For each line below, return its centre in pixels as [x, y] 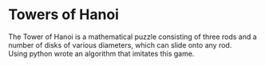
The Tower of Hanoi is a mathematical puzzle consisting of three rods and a [132, 37]
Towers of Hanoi [64, 15]
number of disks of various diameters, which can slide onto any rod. [120, 45]
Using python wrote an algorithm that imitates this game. [101, 53]
